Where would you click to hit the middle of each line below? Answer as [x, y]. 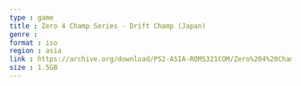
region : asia [36, 51]
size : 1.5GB [34, 68]
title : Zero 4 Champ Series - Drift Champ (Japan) [107, 26]
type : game [31, 17]
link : [21, 59]
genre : [24, 34]
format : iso [34, 43]
